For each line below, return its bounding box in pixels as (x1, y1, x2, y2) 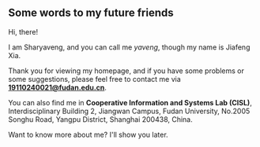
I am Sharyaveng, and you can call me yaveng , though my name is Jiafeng (8, 42, 251, 52)
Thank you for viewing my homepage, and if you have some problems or (8, 66, 245, 75)
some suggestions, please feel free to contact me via (8, 74, 182, 83)
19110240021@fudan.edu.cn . (8, 83, 107, 92)
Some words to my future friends (8, 6, 174, 20)
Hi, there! (8, 27, 39, 36)
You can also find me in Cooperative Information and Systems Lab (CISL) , (8, 97, 253, 107)
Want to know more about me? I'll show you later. (8, 130, 168, 139)
